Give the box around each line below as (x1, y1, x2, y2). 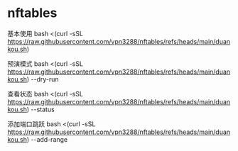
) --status (26, 105, 55, 113)
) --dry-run (26, 74, 59, 83)
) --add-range (26, 135, 68, 143)
